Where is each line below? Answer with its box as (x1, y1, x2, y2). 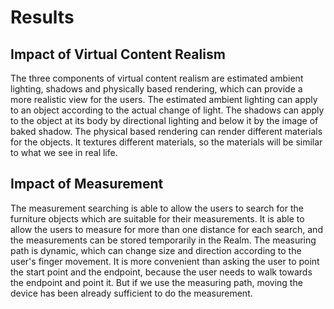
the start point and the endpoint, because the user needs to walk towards (10, 266, 313, 278)
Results (10, 6, 75, 29)
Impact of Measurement (10, 176, 164, 193)
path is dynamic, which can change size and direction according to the (10, 244, 302, 256)
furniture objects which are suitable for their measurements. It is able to (10, 212, 305, 225)
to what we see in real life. (10, 147, 118, 158)
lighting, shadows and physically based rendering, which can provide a (10, 83, 303, 95)
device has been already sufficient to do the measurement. (10, 287, 253, 299)
